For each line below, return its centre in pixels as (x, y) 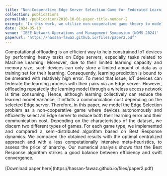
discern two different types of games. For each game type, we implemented (83, 126)
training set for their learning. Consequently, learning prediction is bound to (83, 73)
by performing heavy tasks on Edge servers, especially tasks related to (83, 57)
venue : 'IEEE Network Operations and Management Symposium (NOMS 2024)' (82, 33)
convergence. (19, 158)
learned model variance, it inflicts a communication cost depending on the (83, 99)
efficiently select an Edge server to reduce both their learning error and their (83, 115)
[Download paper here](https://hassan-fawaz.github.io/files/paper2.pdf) (79, 168)
